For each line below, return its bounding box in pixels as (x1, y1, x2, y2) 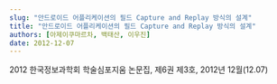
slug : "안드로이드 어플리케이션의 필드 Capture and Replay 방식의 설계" (9, 13, 253, 23)
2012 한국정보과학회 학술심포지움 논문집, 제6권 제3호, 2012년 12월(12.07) (9, 64, 269, 75)
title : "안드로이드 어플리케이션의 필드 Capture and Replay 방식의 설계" (9, 22, 256, 31)
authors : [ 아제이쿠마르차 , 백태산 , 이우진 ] (9, 30, 151, 39)
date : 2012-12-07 (9, 38, 75, 48)
